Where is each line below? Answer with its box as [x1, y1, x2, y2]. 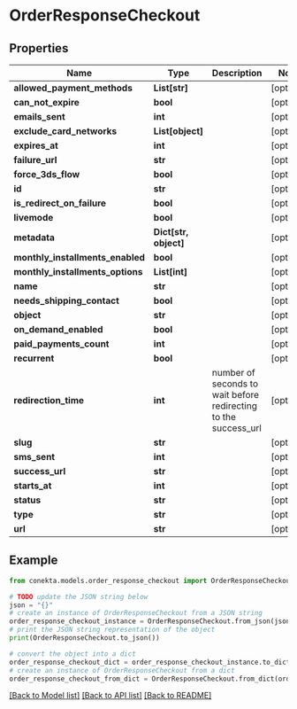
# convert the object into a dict [9, 649, 137, 658]
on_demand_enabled [13, 323, 103, 335]
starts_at [13, 479, 52, 492]
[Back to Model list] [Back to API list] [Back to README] [9, 690, 212, 701]
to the [211, 411, 237, 423]
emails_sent [13, 111, 65, 122]
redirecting [211, 400, 258, 412]
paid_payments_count [13, 338, 110, 350]
